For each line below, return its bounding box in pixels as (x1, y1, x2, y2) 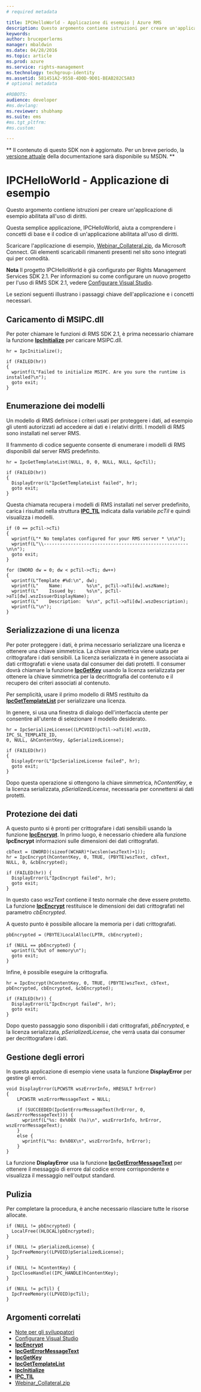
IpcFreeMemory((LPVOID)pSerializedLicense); (11, 1249, 124, 1256)
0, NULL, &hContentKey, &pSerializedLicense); (6, 737, 124, 743)
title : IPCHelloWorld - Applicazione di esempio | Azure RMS (6, 19, 162, 26)
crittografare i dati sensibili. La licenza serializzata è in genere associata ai (6, 654, 190, 661)
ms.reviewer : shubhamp (6, 108, 63, 114)
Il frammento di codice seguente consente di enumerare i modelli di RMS (6, 441, 185, 448)
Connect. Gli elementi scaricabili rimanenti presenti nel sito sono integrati (6, 249, 187, 256)
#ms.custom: (6, 125, 36, 131)
